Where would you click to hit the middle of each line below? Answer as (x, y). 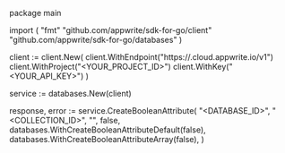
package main (35, 13)
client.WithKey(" (203, 67)
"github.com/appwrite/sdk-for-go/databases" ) (96, 40)
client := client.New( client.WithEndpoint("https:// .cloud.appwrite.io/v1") (142, 57)
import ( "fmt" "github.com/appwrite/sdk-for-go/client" (111, 30)
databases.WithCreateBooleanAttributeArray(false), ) (107, 139)
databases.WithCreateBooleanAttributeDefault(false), (108, 130)
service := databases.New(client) (70, 93)
